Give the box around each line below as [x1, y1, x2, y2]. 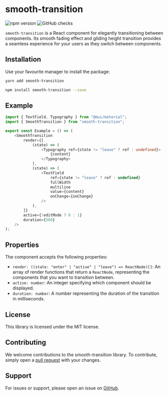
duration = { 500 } [23, 217, 55, 222]
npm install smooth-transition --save [5, 87, 87, 93]
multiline [50, 185, 71, 190]
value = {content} [50, 189, 85, 194]
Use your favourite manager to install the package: [5, 68, 110, 74]
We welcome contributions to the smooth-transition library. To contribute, [5, 351, 157, 358]
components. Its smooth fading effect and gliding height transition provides [5, 35, 161, 41]
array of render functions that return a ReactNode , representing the [12, 269, 150, 275]
